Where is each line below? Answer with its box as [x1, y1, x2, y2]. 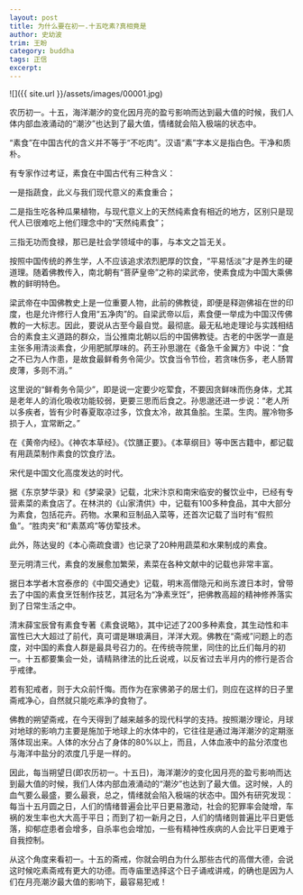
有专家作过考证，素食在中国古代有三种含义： [9, 168, 176, 178]
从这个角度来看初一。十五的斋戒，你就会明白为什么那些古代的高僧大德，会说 [9, 854, 294, 864]
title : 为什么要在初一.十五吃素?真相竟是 [9, 22, 147, 31]
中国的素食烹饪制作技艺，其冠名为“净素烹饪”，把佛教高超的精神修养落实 [24, 589, 293, 599]
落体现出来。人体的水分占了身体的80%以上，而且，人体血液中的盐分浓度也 [9, 736, 289, 747]
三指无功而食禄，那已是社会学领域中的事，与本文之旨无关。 [9, 236, 231, 247]
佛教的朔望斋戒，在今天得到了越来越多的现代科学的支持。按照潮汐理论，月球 [9, 714, 294, 725]
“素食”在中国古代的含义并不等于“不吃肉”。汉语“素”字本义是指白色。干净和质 [9, 137, 291, 148]
